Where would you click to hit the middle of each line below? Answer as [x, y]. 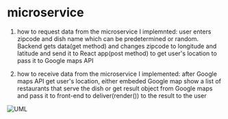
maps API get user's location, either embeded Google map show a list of [119, 81]
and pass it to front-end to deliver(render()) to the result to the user [112, 95]
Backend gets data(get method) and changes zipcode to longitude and [117, 46]
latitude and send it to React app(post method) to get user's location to [117, 53]
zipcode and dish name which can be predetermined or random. [107, 38]
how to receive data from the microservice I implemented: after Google [117, 74]
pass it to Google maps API [55, 60]
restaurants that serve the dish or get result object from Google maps [115, 88]
